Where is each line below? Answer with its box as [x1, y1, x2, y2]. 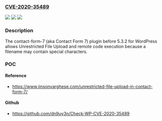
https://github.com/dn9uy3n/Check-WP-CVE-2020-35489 [12, 110, 130, 116]
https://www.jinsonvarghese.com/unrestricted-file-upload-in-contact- [12, 84, 153, 89]
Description [5, 27, 34, 34]
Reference [5, 73, 27, 79]
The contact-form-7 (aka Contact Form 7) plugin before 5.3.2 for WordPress [5, 38, 157, 44]
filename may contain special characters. [5, 49, 88, 54]
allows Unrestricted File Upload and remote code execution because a [5, 43, 146, 49]
